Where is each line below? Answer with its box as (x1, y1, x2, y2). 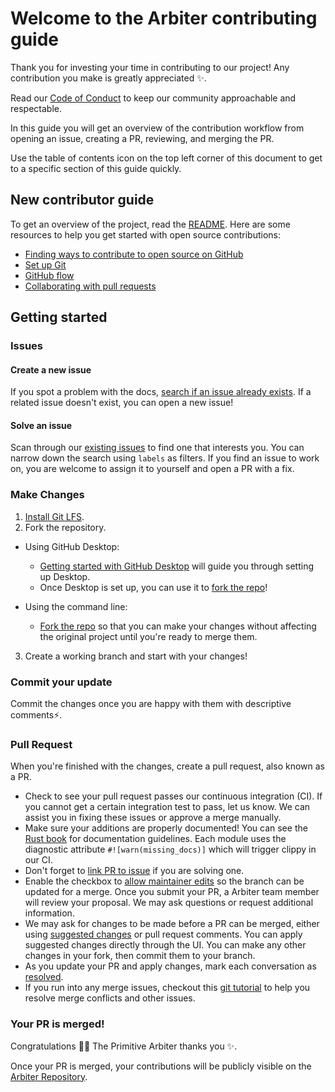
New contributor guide (10, 192, 155, 209)
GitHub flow (24, 269, 75, 281)
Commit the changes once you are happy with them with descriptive (10, 698, 292, 710)
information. (24, 907, 75, 919)
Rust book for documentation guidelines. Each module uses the (24, 833, 287, 845)
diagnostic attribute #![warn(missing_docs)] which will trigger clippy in (24, 843, 317, 856)
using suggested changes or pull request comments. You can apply (24, 928, 303, 941)
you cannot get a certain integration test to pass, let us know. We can (24, 801, 311, 813)
